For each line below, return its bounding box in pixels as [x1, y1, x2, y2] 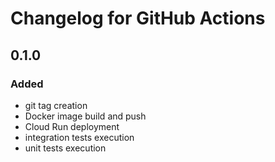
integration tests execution [24, 131, 135, 143]
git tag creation [24, 99, 88, 111]
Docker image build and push [24, 110, 147, 122]
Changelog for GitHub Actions [10, 7, 266, 30]
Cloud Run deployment [24, 120, 120, 132]
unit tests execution [24, 142, 107, 154]
